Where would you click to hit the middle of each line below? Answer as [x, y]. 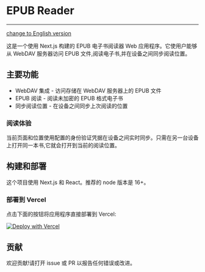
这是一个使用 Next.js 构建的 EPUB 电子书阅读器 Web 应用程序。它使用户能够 [102, 46]
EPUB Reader [40, 11]
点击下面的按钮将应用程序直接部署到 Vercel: [61, 214]
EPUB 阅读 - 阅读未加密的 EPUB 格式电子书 [69, 98]
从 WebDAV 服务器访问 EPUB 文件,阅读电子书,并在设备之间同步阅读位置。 [99, 53]
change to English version [39, 33]
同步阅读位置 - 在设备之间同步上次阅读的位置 [71, 106]
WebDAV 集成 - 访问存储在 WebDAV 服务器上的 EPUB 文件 [88, 90]
